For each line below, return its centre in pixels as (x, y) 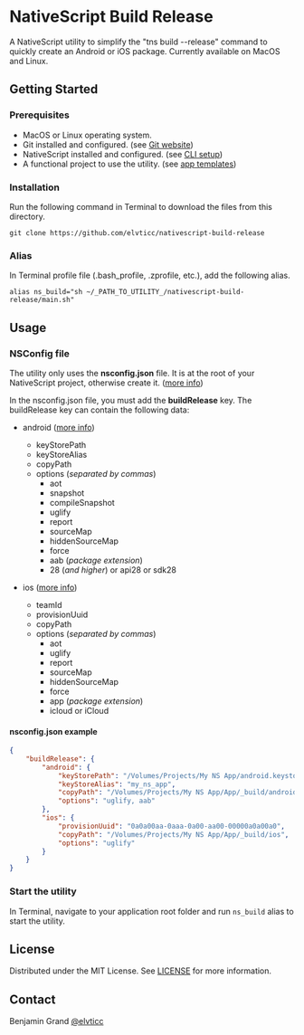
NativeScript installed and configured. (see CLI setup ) (123, 154)
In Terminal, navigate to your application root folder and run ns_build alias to (152, 911)
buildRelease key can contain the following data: (100, 410)
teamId (49, 604)
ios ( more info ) (50, 587)
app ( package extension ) (96, 701)
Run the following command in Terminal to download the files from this (141, 206)
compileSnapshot (82, 502)
